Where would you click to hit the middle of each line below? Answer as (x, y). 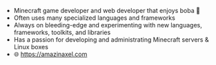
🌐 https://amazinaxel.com (50, 54)
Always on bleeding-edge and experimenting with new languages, (108, 25)
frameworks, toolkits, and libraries (62, 32)
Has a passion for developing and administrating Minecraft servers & (111, 40)
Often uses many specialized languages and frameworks (95, 18)
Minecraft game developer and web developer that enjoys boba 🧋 (107, 11)
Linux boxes (31, 47)
